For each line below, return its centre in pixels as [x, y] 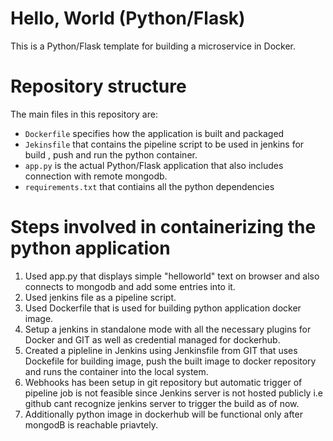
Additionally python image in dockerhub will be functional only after [163, 414]
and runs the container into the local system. [116, 371]
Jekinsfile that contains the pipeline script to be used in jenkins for [164, 144]
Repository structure [98, 86]
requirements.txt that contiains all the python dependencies [149, 186]
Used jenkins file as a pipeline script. [100, 297]
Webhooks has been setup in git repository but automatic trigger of [163, 382]
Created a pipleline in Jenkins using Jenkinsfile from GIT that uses [161, 350]
